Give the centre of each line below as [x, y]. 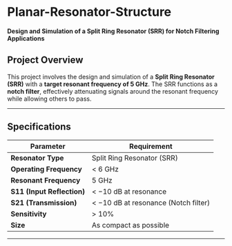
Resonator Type [37, 158]
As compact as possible [131, 225]
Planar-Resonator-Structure [89, 12]
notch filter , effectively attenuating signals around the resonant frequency [113, 91]
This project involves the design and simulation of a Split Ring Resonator [111, 76]
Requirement [151, 146]
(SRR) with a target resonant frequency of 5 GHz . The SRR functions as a [113, 84]
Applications [26, 38]
